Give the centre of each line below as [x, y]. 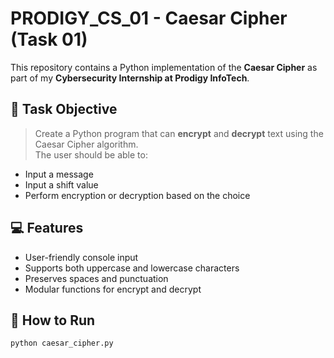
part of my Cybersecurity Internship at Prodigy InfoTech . [130, 78]
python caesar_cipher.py [62, 343]
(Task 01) [49, 39]
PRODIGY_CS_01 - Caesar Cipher [149, 18]
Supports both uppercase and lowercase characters [132, 268]
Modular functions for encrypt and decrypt [113, 289]
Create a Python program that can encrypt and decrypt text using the [179, 133]
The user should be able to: [91, 154]
